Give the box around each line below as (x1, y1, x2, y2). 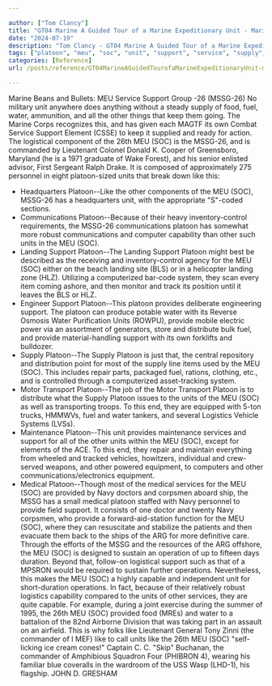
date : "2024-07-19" (8, 34, 74, 42)
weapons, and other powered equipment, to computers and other (45, 462, 264, 471)
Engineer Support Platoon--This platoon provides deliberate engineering (19, 298, 261, 308)
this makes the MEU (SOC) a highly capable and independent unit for (19, 573, 251, 583)
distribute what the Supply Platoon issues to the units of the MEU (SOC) (19, 393, 260, 403)
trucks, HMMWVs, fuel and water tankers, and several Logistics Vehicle (19, 410, 259, 420)
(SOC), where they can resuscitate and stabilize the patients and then (19, 522, 253, 531)
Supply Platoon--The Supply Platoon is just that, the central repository (19, 350, 254, 360)
